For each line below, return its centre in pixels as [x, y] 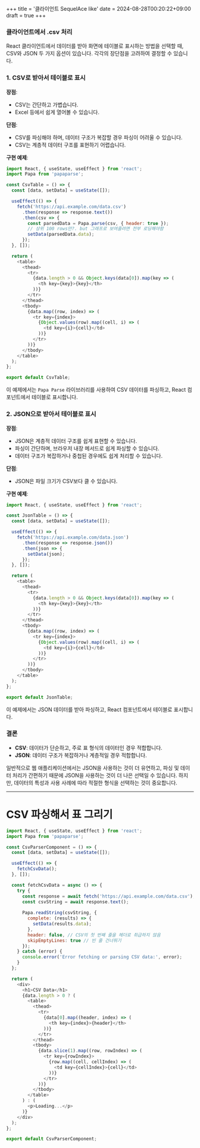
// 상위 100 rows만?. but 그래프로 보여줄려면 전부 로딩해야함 [96, 229]
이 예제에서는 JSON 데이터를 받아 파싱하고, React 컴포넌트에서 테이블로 [89, 709]
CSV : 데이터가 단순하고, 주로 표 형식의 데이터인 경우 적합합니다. [88, 747]
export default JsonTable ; [40, 697]
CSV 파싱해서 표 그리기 [60, 815]
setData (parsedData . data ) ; [61, 234]
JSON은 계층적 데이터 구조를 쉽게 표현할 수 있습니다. [76, 441]
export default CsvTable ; [38, 378]
